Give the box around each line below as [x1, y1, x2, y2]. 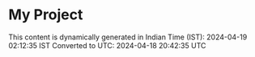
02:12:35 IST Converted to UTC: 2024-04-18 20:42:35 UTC [8, 40, 206, 50]
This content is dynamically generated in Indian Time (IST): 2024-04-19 [8, 32, 248, 42]
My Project [8, 6, 83, 24]
